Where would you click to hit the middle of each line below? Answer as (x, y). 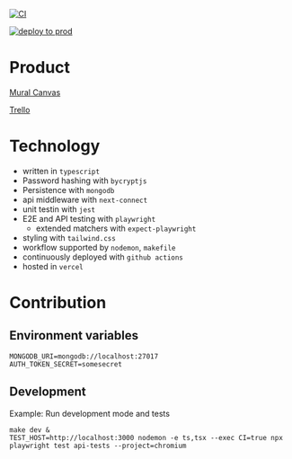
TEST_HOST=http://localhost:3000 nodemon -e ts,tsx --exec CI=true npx (146, 437)
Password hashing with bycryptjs (84, 181)
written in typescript (61, 171)
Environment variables (74, 335)
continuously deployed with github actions (103, 257)
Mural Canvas (35, 92)
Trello (20, 110)
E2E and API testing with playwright (89, 218)
